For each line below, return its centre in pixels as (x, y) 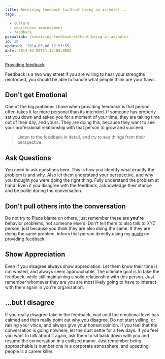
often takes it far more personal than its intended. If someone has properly (81, 112)
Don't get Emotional (36, 95)
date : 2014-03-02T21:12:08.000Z (38, 50)
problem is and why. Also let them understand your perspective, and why (79, 175)
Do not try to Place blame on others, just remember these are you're (75, 218)
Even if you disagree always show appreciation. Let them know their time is (82, 266)
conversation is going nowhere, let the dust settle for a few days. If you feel (82, 330)
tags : (11, 14)
